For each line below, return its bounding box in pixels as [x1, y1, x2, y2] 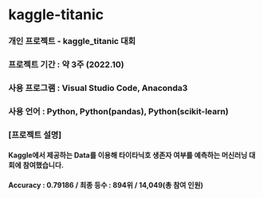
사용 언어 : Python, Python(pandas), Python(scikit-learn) [8, 105, 229, 117]
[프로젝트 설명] [8, 129, 62, 141]
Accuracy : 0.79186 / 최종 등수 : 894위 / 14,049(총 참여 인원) [8, 180, 204, 189]
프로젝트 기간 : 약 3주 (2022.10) [8, 59, 125, 70]
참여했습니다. [22, 160, 65, 170]
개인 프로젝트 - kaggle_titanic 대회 [8, 36, 136, 47]
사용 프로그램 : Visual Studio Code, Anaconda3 [8, 82, 188, 93]
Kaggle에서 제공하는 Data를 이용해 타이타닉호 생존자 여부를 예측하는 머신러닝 [8, 150, 248, 160]
